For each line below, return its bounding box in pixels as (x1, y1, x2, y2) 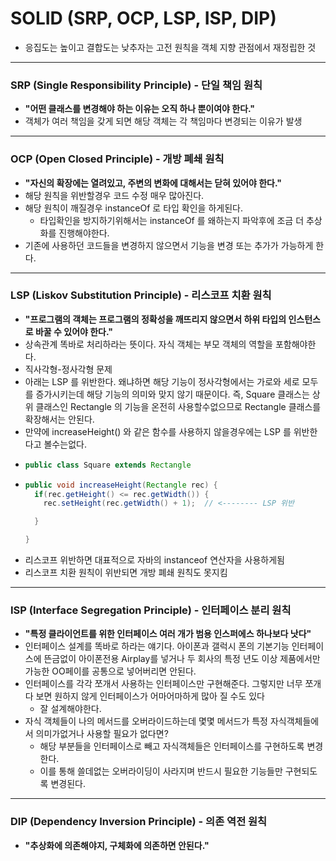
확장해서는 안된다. (24, 413, 95, 425)
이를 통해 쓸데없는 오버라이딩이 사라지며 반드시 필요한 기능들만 (39, 765, 283, 777)
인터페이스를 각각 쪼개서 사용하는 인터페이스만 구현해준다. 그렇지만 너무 (24, 678, 303, 690)
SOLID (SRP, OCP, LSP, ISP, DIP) (10, 7, 277, 30)
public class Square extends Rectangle (24, 460, 192, 470)
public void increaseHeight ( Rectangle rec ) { (24, 480, 218, 490)
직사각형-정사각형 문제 (24, 363, 113, 375)
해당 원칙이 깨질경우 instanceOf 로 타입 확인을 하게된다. (24, 202, 243, 214)
